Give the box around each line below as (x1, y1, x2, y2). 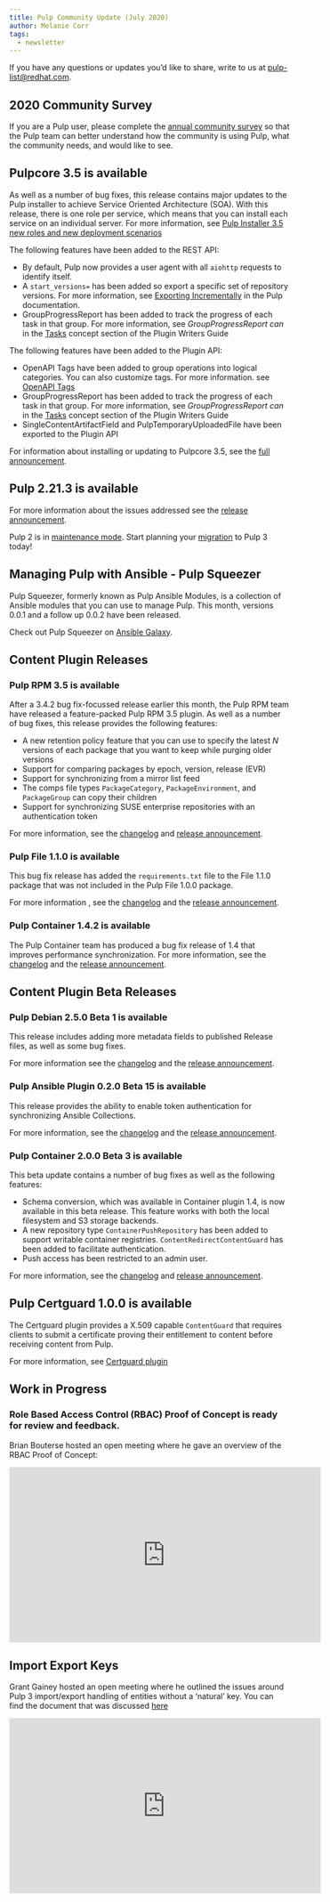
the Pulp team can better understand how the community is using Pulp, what (9, 131, 290, 142)
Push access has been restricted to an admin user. (21, 1253, 208, 1264)
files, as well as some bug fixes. (9, 1040, 126, 1051)
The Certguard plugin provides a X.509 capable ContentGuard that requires (9, 1319, 283, 1331)
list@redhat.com (9, 72, 69, 83)
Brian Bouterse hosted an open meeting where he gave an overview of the (9, 1439, 282, 1451)
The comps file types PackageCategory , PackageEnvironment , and (21, 782, 256, 793)
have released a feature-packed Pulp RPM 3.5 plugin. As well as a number (9, 708, 281, 719)
